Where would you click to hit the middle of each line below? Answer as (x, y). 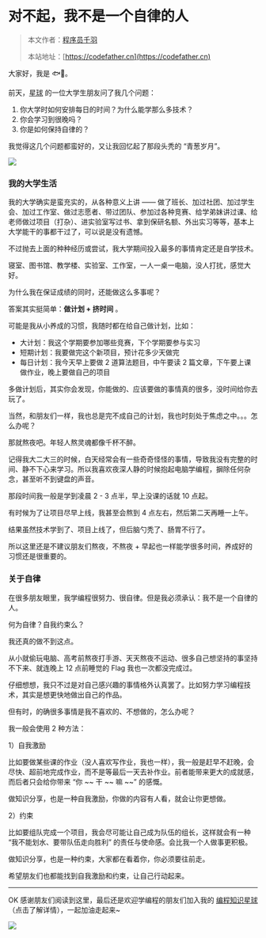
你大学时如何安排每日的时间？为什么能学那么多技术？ (106, 109)
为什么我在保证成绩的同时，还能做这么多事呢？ (84, 292)
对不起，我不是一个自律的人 (99, 16)
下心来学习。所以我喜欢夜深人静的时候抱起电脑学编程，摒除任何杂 (143, 469)
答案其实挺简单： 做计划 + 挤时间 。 (65, 309)
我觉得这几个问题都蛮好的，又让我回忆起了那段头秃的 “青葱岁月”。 (116, 146)
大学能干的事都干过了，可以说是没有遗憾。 (78, 232)
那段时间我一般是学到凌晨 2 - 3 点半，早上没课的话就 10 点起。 (110, 496)
